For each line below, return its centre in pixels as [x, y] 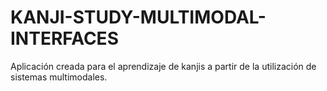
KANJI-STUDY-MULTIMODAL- [138, 17]
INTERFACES [64, 38]
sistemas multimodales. [59, 77]
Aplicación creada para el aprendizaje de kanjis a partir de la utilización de [163, 66]
